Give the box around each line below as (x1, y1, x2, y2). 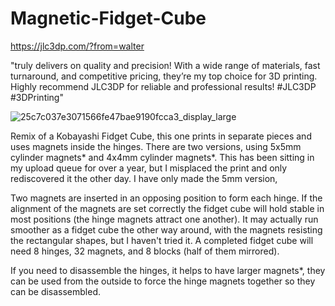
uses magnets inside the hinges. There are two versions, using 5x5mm (10, 140, 302, 152)
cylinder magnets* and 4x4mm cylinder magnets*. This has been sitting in (10, 151, 315, 163)
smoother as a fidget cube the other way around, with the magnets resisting (10, 223, 323, 236)
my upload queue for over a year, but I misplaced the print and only (10, 162, 288, 174)
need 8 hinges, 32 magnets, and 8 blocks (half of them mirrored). (10, 245, 280, 257)
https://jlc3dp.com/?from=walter (10, 40, 145, 52)
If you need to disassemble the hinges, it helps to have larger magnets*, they (10, 264, 326, 276)
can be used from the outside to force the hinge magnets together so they (10, 275, 316, 287)
